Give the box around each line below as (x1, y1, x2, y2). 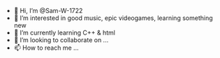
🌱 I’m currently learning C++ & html (13, 28, 115, 37)
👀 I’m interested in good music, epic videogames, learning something (13, 14, 213, 22)
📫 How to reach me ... (13, 43, 79, 52)
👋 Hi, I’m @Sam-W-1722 (13, 7, 83, 14)
